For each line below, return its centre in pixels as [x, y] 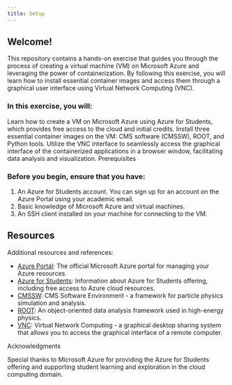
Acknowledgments [34, 346]
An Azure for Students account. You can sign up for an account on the [118, 191]
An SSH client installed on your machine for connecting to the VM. [112, 214]
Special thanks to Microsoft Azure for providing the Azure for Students [108, 359]
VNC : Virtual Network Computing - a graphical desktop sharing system [119, 325]
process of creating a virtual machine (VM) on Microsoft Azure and [103, 66]
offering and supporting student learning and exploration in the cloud [106, 367]
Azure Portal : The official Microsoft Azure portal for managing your [113, 266]
